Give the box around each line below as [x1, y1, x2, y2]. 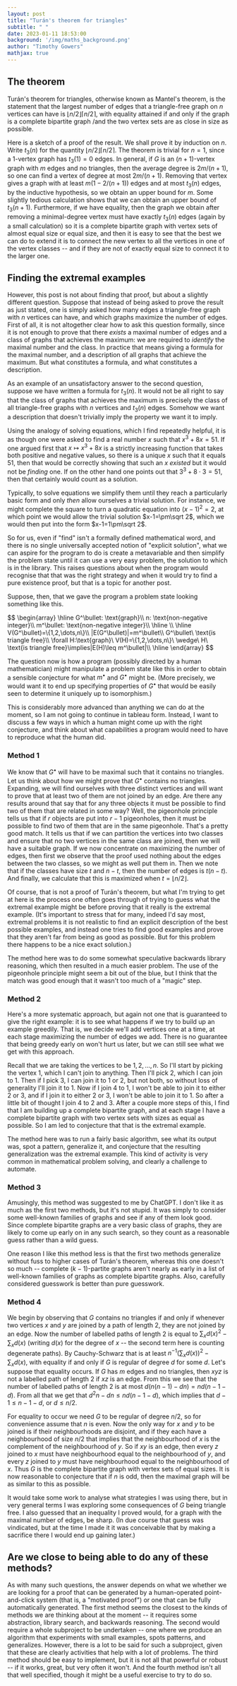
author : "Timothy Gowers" [7, 43, 83, 50]
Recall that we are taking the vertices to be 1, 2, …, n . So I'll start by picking [7, 1061, 224, 1069]
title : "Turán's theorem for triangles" [7, 17, 128, 24]
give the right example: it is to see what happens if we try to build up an [7, 1017, 215, 1025]
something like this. [7, 599, 64, 608]
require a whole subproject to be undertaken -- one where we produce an [7, 1626, 222, 1634]
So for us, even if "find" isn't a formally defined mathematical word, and [7, 534, 216, 542]
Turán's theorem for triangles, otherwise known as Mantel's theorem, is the [7, 95, 226, 103]
